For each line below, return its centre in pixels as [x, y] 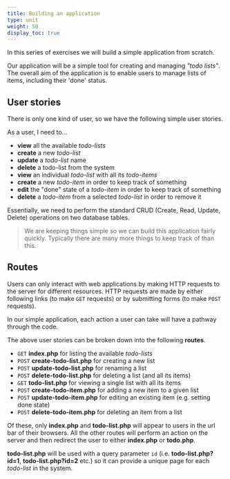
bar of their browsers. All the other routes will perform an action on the [108, 433]
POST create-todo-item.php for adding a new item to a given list [108, 390]
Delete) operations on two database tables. [68, 217]
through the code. [33, 326]
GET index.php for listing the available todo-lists [85, 353]
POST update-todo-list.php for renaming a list [82, 368]
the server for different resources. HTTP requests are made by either [105, 291]
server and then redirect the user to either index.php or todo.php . [101, 440]
